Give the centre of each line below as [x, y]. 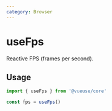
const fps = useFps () [34, 102]
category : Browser [29, 12]
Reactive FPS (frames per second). [50, 59]
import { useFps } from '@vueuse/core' [57, 91]
